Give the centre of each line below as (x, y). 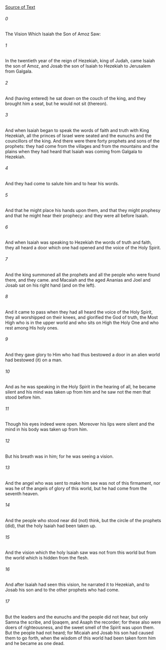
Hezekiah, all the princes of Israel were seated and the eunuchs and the (79, 135)
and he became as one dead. (35, 643)
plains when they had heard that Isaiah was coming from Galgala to (74, 151)
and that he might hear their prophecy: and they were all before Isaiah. (77, 216)
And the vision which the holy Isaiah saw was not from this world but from (81, 552)
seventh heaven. (22, 493)
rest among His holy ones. (32, 327)
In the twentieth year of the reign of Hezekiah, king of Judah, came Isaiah (80, 61)
